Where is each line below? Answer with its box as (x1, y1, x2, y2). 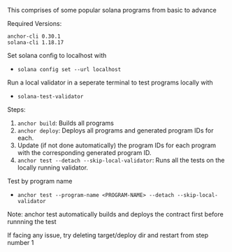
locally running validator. (17, 163, 89, 172)
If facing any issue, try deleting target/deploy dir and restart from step (7, 231, 208, 239)
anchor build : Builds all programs (17, 119, 114, 127)
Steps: (7, 105, 26, 114)
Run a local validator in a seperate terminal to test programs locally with (7, 78, 213, 87)
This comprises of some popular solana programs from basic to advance (7, 6, 217, 14)
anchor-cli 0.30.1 (7, 33, 61, 40)
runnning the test (7, 218, 57, 225)
